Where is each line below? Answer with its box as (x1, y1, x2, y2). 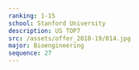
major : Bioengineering (8, 42, 84, 50)
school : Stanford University (8, 19, 106, 27)
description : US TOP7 (8, 27, 81, 35)
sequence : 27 (8, 49, 52, 57)
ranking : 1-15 (8, 11, 56, 20)
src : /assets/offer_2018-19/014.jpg (8, 34, 131, 43)
